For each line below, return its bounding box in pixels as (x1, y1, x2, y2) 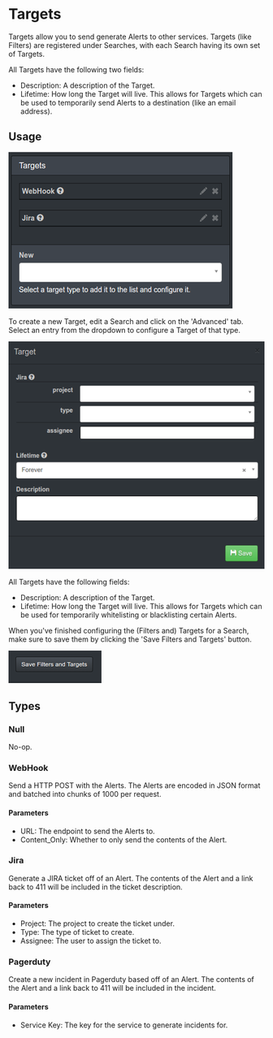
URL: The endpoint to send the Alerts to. (19, 826, 156, 836)
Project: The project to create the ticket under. (19, 919, 175, 928)
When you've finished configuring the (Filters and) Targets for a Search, (8, 626, 249, 636)
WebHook (8, 762, 49, 773)
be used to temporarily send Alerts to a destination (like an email (19, 97, 236, 107)
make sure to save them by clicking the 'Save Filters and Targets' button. (8, 634, 252, 644)
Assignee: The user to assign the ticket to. (19, 936, 162, 945)
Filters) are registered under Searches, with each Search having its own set (8, 40, 261, 50)
